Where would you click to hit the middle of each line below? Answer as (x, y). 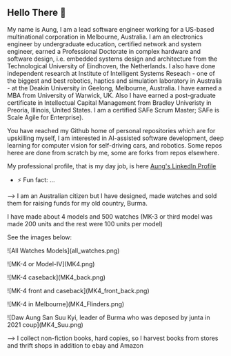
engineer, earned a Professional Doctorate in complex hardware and (104, 51)
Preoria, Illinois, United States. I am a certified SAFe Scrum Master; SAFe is (113, 110)
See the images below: (40, 237)
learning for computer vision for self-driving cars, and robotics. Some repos (115, 145)
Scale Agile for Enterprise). (46, 117)
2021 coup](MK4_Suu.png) (46, 324)
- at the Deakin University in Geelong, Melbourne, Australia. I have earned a (114, 88)
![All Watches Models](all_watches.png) (63, 250)
